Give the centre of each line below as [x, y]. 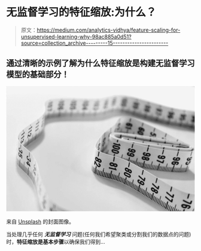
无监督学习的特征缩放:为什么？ [81, 12]
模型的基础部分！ [38, 74]
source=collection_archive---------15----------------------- [95, 43]
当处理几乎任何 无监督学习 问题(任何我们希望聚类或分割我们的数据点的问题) [99, 234]
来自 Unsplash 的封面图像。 [40, 222]
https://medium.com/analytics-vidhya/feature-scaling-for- [109, 30]
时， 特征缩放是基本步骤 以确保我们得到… [56, 242]
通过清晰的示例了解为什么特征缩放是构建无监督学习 [100, 63]
